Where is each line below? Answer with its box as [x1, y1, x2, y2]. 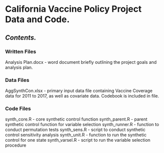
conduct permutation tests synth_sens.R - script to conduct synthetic [5, 127, 146, 133]
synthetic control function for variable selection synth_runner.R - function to [5, 122, 159, 127]
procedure [5, 142, 27, 148]
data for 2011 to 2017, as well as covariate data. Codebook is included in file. [5, 93, 159, 99]
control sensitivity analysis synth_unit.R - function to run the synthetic [5, 132, 147, 138]
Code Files [5, 105, 31, 112]
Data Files [5, 76, 30, 83]
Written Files [5, 48, 36, 55]
